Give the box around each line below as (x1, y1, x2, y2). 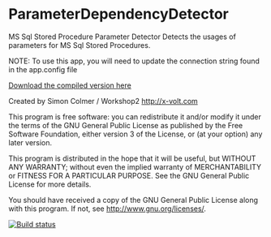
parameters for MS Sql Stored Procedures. (8, 40, 151, 50)
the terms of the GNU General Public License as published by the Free (8, 120, 243, 130)
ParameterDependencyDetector (8, 5, 229, 24)
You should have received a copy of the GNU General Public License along (8, 195, 258, 205)
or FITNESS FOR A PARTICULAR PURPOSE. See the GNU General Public (8, 170, 250, 180)
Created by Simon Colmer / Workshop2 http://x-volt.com (8, 96, 199, 106)
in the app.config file (8, 64, 78, 74)
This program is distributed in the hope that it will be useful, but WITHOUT (8, 153, 256, 163)
